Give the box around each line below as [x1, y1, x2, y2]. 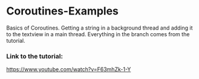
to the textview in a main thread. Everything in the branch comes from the [6, 30, 190, 37]
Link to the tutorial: [6, 52, 64, 60]
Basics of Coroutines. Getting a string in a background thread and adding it [6, 24, 193, 31]
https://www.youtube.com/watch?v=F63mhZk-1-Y [6, 66, 131, 73]
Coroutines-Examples [6, 4, 119, 18]
